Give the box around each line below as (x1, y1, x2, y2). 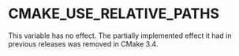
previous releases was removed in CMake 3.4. (8, 39, 159, 48)
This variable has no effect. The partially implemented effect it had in (8, 31, 232, 40)
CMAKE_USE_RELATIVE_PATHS (8, 5, 219, 23)
